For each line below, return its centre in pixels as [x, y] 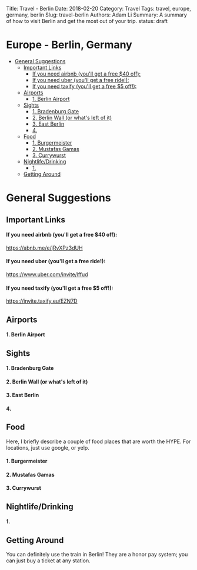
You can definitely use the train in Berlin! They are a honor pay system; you [97, 555]
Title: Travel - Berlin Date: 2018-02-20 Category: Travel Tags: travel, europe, [98, 9]
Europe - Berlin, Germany [69, 45]
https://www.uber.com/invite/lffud [47, 274]
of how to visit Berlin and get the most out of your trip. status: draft [87, 21]
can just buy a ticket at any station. [48, 561]
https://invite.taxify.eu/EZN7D [42, 301]
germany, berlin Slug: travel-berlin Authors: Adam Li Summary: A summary [96, 15]
